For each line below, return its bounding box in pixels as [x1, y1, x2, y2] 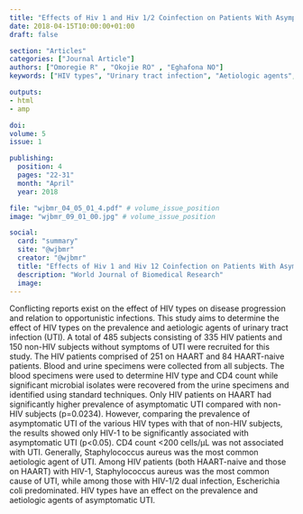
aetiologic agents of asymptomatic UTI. [9, 495, 156, 506]
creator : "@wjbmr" [17, 253, 87, 262]
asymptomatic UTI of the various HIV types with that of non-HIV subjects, [9, 418, 283, 429]
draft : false [9, 30, 59, 39]
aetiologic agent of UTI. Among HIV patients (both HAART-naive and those [9, 456, 287, 467]
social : [9, 228, 39, 237]
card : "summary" [17, 236, 78, 246]
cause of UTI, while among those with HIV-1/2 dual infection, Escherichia [9, 475, 280, 487]
